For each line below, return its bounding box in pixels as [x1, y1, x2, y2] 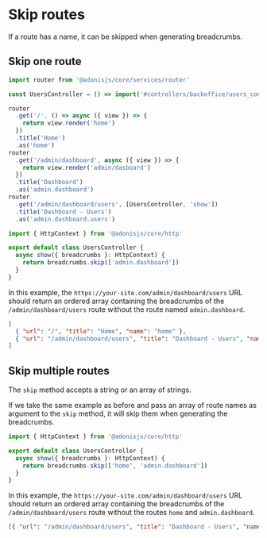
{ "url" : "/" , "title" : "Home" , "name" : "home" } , [15, 327, 187, 335]
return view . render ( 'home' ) [22, 119, 115, 128]
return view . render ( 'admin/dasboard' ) [22, 163, 151, 171]
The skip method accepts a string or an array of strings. [8, 385, 192, 394]
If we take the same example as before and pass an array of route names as [8, 401, 257, 410]
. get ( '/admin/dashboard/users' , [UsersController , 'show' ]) [15, 200, 219, 208]
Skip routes [8, 6, 86, 24]
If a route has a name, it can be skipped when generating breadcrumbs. [8, 32, 243, 41]
